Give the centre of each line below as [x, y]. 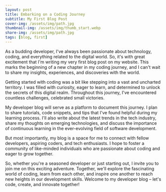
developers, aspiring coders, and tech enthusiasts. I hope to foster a [75, 143]
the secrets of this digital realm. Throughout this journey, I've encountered [81, 93]
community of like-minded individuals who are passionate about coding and [83, 148]
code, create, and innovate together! [42, 184]
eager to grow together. [29, 153]
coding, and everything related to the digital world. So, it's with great [75, 56]
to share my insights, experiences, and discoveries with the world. [73, 72]
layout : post [19, 10]
